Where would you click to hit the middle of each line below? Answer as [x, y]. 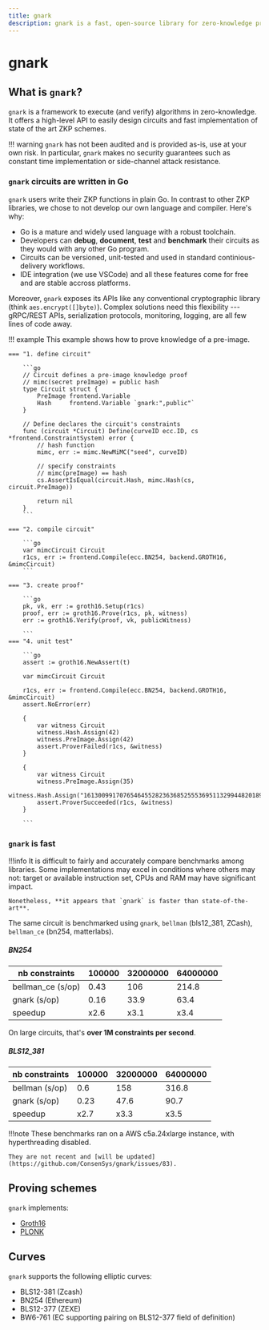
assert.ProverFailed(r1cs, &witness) [100, 746]
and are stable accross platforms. [75, 283]
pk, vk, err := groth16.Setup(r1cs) [84, 606]
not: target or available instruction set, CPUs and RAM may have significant [132, 878]
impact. [21, 886]
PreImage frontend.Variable [84, 396]
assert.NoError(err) [57, 704]
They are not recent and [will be [66, 1157]
